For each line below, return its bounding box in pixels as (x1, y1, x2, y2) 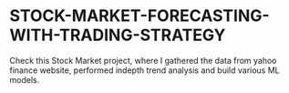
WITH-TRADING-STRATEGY (9, 25, 226, 46)
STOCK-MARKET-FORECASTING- (9, 5, 271, 26)
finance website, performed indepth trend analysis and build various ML (9, 65, 280, 76)
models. (9, 74, 40, 85)
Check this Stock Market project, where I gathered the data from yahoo (9, 55, 277, 66)
